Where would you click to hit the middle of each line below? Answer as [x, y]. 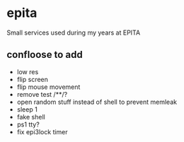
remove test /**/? [42, 94]
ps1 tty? [28, 124]
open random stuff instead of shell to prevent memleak [97, 102]
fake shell [31, 117]
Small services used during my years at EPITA [74, 32]
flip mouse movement [48, 87]
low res [28, 71]
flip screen [33, 79]
